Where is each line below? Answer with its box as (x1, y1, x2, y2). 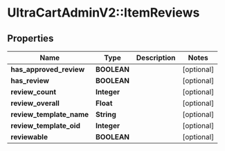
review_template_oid (10, 121, 81, 130)
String (96, 109, 116, 119)
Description (136, 53, 176, 62)
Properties (7, 33, 54, 44)
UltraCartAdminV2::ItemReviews (7, 5, 200, 21)
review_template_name (10, 109, 89, 119)
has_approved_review (10, 64, 85, 74)
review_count (10, 87, 57, 96)
